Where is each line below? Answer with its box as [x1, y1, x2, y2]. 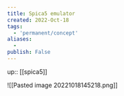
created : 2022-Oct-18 [7, 17, 70, 23]
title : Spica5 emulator [7, 10, 76, 17]
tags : [7, 23, 23, 30]
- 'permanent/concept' [13, 29, 79, 37]
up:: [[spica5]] [7, 67, 48, 76]
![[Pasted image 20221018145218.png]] [7, 81, 118, 89]
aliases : [7, 36, 32, 43]
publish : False [7, 49, 51, 56]
